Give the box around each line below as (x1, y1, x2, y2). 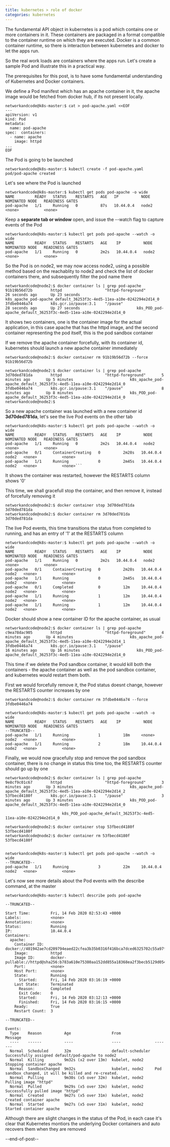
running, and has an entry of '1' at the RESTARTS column (5, 530, 124, 536)
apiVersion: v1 (5, 112, 37, 117)
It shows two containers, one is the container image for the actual (5, 318, 142, 325)
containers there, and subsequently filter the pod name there (5, 273, 133, 279)
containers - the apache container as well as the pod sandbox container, (5, 666, 156, 673)
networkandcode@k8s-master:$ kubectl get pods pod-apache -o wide (5, 189, 148, 195)
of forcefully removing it (5, 493, 56, 499)
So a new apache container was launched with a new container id (5, 408, 143, 414)
